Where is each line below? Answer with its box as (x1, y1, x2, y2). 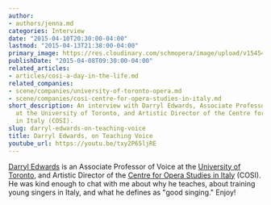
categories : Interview (8, 27, 85, 35)
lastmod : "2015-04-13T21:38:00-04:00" (8, 42, 139, 50)
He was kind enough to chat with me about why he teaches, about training (8, 178, 256, 188)
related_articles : (8, 65, 70, 73)
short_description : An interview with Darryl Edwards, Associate (8, 102, 232, 110)
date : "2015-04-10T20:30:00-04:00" (8, 34, 128, 43)
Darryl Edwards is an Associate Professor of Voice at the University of (8, 161, 241, 171)
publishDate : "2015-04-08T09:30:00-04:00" (8, 57, 153, 65)
